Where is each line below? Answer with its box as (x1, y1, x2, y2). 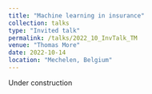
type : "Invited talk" (8, 26, 81, 34)
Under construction (8, 77, 73, 88)
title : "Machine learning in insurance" (8, 11, 146, 20)
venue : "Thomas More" (8, 41, 81, 49)
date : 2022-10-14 (8, 49, 66, 57)
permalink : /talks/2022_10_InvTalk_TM (8, 33, 138, 42)
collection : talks (8, 19, 70, 27)
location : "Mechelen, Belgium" (8, 57, 113, 65)
